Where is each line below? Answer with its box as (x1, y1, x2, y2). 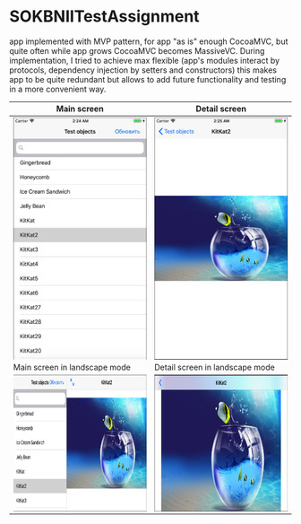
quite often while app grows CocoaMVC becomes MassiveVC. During (9, 45, 265, 56)
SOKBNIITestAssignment (9, 6, 200, 27)
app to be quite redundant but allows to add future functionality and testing (9, 74, 287, 84)
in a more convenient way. (9, 83, 107, 94)
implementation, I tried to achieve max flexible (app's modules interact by (9, 55, 280, 65)
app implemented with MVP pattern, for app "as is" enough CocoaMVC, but (9, 36, 288, 47)
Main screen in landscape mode (13, 362, 132, 372)
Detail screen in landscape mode (154, 362, 275, 372)
